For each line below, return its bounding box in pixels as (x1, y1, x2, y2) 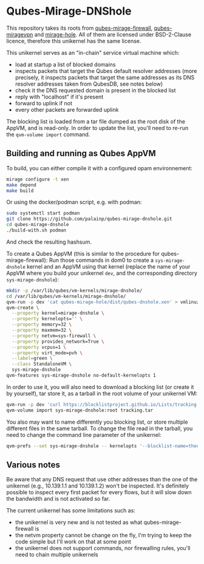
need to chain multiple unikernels (15, 551, 98, 559)
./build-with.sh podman (6, 227, 67, 233)
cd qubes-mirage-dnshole (6, 222, 69, 228)
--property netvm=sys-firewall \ (12, 332, 97, 339)
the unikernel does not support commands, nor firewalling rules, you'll (15, 545, 191, 552)
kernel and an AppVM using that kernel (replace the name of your (27, 263, 191, 270)
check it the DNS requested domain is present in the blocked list (15, 86, 176, 94)
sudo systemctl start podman (6, 210, 80, 216)
